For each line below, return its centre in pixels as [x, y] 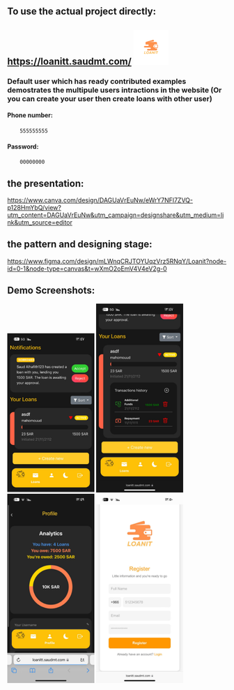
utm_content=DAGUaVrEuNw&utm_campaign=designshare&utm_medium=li [116, 215]
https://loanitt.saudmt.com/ [70, 61]
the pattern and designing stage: [80, 245]
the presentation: [46, 183]
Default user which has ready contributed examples [97, 81]
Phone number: [30, 115]
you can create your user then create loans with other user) [110, 98]
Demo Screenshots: [51, 291]
